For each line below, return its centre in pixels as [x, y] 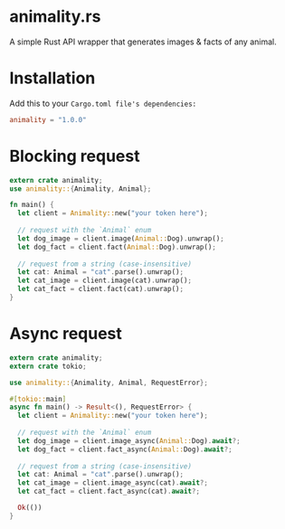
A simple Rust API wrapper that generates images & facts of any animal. [143, 42]
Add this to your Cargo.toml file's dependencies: [103, 103]
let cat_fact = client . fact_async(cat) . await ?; [109, 491]
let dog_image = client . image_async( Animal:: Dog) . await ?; [129, 440]
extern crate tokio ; [48, 366]
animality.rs [55, 17]
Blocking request [75, 156]
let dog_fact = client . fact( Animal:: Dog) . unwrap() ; [117, 247]
